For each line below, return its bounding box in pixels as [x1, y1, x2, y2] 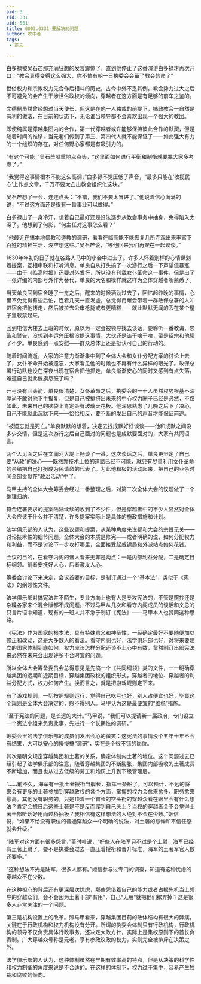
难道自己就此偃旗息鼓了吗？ [6, 374, 75, 382]
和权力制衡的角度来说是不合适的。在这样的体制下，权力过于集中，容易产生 [6, 964, 190, 971]
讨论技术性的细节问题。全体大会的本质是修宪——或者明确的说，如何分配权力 [6, 533, 195, 540]
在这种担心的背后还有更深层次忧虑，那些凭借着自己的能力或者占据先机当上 [6, 886, 190, 893]
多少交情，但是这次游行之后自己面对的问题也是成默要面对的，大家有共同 [6, 429, 184, 437]
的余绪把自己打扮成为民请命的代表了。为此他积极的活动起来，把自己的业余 [6, 465, 190, 472]
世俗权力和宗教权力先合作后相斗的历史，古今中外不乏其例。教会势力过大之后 [6, 84, 195, 92]
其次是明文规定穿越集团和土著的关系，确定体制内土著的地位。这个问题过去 [6, 752, 190, 759]
